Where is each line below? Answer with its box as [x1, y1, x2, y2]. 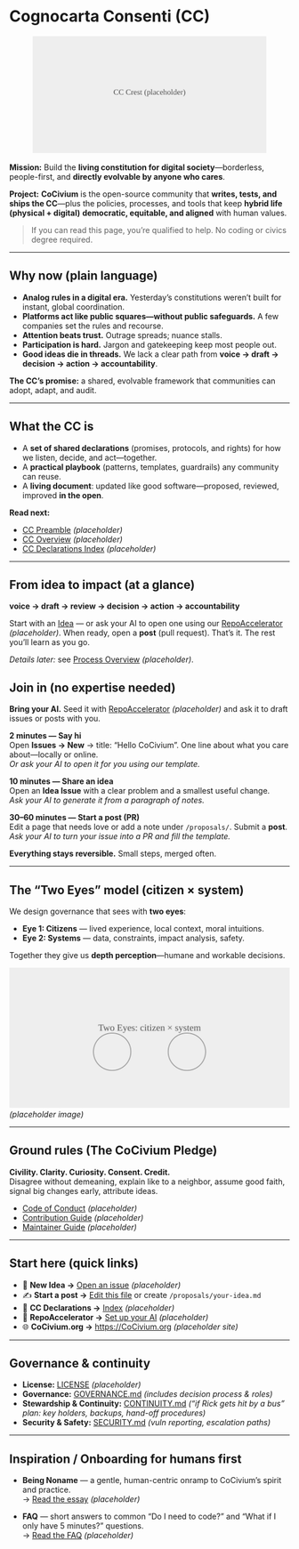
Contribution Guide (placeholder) [21, 1212, 144, 1222]
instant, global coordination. [21, 301, 125, 312]
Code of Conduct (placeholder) [21, 1203, 138, 1214]
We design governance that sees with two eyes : [9, 906, 187, 916]
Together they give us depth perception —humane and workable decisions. [9, 950, 286, 960]
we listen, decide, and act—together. [21, 452, 158, 463]
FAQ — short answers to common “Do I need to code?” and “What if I [21, 1511, 277, 1522]
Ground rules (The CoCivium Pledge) [9, 1143, 218, 1158]
